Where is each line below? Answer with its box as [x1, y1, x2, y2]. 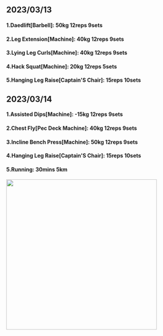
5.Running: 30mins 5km [6, 165, 68, 173]
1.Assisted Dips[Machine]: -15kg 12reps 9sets [6, 111, 123, 118]
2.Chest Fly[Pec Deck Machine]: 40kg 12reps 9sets [6, 124, 137, 132]
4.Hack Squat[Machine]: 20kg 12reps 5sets [6, 63, 117, 70]
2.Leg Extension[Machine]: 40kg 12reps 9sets [6, 35, 125, 43]
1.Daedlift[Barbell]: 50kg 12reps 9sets [6, 21, 103, 29]
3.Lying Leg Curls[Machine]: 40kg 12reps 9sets [6, 49, 128, 57]
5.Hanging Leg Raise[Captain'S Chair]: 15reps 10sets [6, 76, 141, 84]
